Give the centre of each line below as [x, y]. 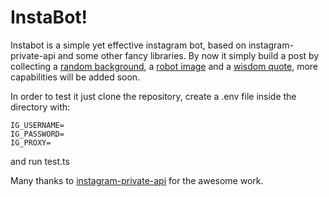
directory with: [40, 107]
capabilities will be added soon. [75, 77]
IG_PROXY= [31, 142]
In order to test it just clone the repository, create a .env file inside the [153, 96]
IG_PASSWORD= [37, 134]
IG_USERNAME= [37, 125]
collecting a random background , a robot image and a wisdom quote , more [164, 66]
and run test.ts [40, 161]
